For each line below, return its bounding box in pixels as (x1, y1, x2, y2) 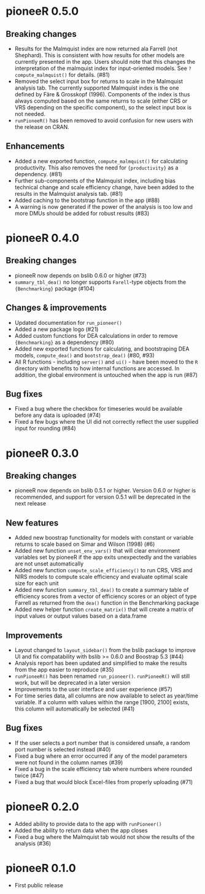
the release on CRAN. (14, 123, 70, 130)
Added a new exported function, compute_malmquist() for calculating (14, 157, 188, 165)
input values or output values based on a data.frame (14, 612, 147, 620)
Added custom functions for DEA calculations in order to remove (14, 332, 179, 339)
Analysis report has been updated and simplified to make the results (14, 659, 188, 667)
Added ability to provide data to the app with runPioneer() (14, 820, 162, 827)
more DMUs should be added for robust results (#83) (14, 209, 150, 217)
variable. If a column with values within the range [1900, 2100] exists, (14, 699, 190, 706)
